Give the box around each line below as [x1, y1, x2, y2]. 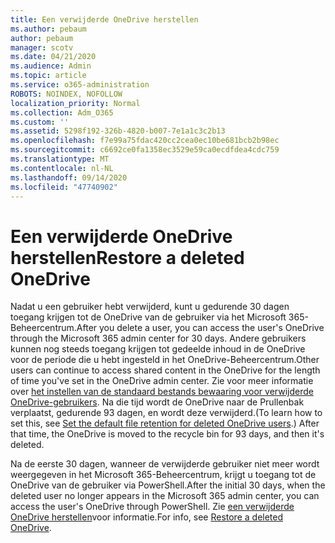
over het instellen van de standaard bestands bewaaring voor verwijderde [10, 386, 314, 398]
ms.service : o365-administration [10, 80, 150, 90]
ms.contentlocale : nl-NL [10, 163, 114, 173]
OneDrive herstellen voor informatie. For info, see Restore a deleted [10, 511, 284, 523]
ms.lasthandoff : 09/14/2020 [10, 172, 128, 183]
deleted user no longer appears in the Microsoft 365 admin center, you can [10, 490, 320, 502]
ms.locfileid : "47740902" [10, 182, 118, 192]
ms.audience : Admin [10, 61, 92, 71]
